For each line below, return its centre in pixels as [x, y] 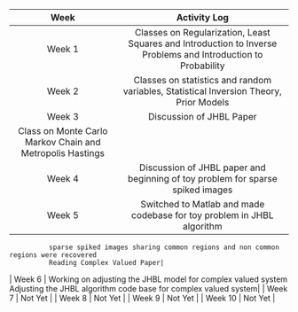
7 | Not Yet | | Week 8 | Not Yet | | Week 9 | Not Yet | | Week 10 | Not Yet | [142, 298]
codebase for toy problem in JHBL [203, 215]
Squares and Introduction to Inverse [203, 43]
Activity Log [202, 17]
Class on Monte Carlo [63, 131]
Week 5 [63, 215]
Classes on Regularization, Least [202, 32]
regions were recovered [53, 255]
